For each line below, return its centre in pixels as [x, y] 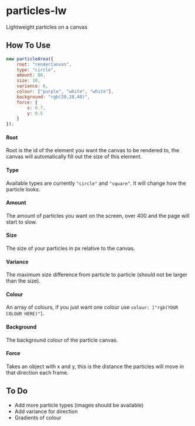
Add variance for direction [46, 411]
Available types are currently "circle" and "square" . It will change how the [96, 183]
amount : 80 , [31, 75]
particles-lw [36, 11]
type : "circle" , [37, 70]
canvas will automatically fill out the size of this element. [74, 157]
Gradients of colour [38, 417]
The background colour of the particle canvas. [62, 340]
